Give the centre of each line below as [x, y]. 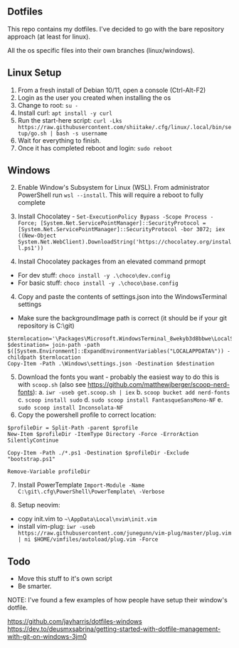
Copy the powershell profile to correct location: [87, 415]
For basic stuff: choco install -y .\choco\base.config [98, 283]
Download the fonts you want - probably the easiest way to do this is [118, 377]
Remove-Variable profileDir [49, 472]
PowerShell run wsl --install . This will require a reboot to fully [111, 195]
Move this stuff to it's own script [65, 579]
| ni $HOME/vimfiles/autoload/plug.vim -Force [88, 540]
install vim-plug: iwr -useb [57, 527]
